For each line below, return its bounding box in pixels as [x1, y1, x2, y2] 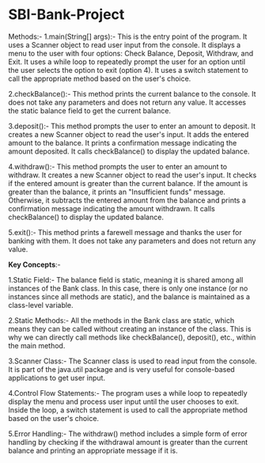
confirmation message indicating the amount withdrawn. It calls [8, 203, 215, 213]
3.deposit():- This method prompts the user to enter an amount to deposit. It [8, 121, 256, 131]
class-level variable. [8, 300, 74, 309]
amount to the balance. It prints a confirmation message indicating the [8, 138, 237, 147]
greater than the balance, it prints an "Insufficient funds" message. [8, 187, 225, 196]
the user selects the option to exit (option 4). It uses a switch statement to [8, 65, 249, 74]
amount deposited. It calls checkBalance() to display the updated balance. [8, 146, 250, 156]
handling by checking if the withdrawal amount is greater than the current [8, 437, 248, 446]
